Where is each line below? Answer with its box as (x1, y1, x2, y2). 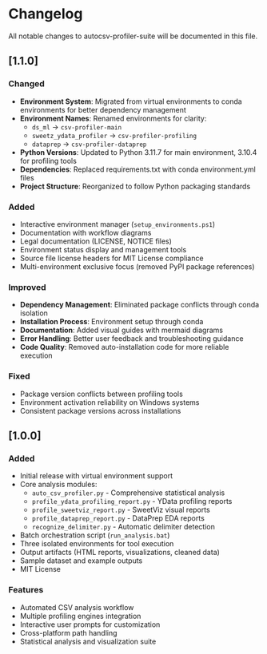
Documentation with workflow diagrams (19, 228, 152, 237)
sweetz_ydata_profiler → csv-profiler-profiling (31, 130, 197, 140)
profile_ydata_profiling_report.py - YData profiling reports (31, 497, 233, 506)
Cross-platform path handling (19, 628, 118, 637)
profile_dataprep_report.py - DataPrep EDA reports (31, 513, 205, 523)
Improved (8, 281, 46, 292)
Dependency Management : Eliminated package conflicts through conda (19, 300, 260, 310)
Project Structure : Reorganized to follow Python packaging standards (19, 181, 251, 191)
